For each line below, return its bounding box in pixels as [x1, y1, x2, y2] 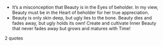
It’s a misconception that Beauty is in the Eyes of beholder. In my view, [12, 4, 158, 10]
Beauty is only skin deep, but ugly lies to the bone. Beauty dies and [12, 15, 152, 20]
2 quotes [5, 35, 23, 41]
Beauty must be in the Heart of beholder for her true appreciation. [12, 9, 149, 15]
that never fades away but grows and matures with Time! [12, 25, 131, 31]
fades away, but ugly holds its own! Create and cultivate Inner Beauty [12, 20, 156, 26]
